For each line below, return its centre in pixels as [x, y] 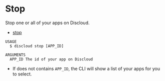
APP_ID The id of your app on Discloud [51, 59]
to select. [22, 74]
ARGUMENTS [16, 55]
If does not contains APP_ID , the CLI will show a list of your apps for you [86, 68]
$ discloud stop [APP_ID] [37, 46]
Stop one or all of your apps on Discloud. [47, 23]
